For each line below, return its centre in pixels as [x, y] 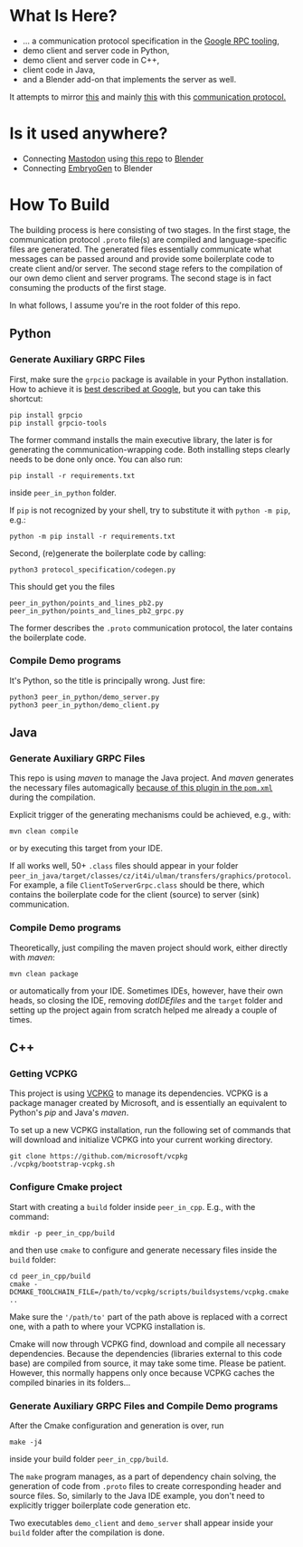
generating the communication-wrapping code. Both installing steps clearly [150, 449]
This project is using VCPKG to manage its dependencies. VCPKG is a [139, 1093]
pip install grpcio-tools [58, 423]
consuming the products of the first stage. [88, 287]
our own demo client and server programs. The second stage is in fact [141, 278]
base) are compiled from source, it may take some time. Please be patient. [148, 1363]
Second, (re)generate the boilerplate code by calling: [108, 552]
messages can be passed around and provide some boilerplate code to [142, 258]
